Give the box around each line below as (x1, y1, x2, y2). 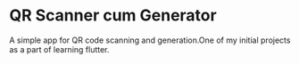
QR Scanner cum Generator (9, 5, 217, 26)
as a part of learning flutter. (9, 44, 110, 54)
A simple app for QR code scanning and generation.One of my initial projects (9, 35, 291, 45)
